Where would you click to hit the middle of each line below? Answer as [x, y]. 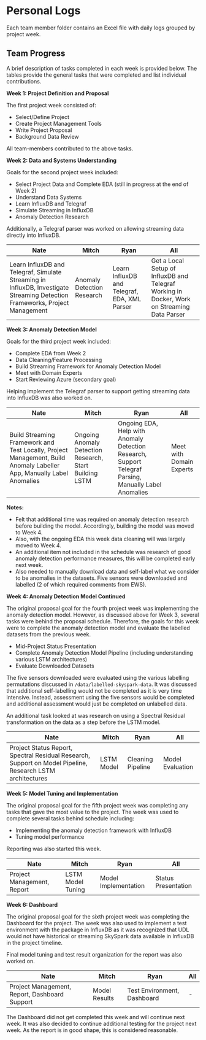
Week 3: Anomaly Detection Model [51, 329]
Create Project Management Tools [59, 123]
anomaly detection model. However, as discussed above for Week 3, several [103, 615]
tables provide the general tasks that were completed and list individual [97, 75]
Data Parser [168, 314]
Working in [167, 291]
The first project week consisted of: [51, 105]
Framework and [32, 442]
